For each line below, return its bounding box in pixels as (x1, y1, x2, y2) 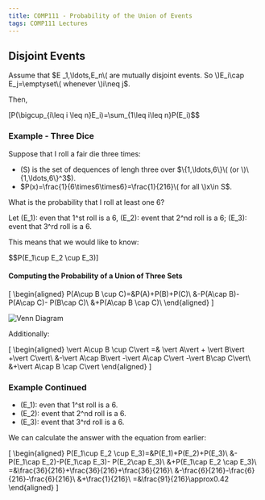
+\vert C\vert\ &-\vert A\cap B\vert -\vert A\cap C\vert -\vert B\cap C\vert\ (8, 352, 251, 363)
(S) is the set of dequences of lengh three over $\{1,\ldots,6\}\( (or (19, 165, 240, 174)
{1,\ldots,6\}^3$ (19, 173, 72, 182)
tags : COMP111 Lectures (8, 19, 89, 27)
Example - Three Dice (8, 131, 95, 142)
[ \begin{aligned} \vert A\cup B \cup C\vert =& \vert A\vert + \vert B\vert (8, 344, 245, 354)
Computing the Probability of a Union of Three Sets (8, 271, 183, 281)
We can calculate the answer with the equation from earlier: (8, 433, 207, 443)
